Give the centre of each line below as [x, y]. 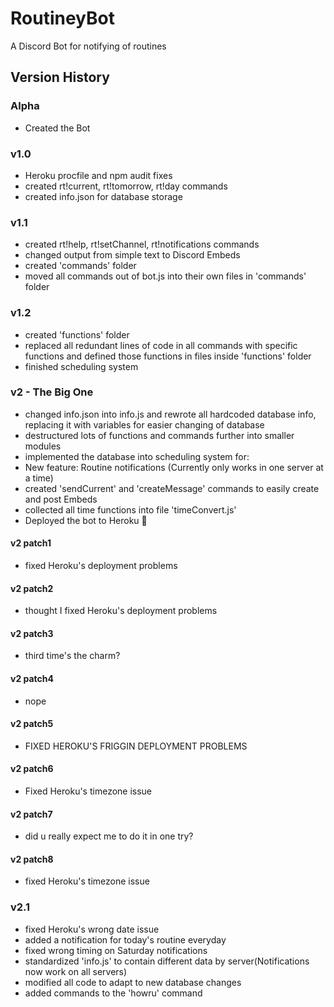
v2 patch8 [32, 859]
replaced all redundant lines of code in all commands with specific [161, 345]
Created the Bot [57, 128]
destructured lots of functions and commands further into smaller [159, 435]
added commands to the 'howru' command [113, 993]
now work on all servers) [76, 971]
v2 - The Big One [52, 392]
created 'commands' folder [80, 266]
